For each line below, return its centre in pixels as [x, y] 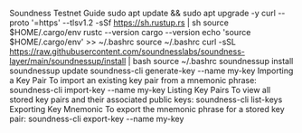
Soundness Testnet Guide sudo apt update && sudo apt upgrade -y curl [142, 13]
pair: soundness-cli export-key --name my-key [97, 119]
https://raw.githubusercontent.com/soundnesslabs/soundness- [127, 52]
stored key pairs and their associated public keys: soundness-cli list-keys [146, 100]
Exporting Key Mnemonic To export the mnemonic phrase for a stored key [147, 109]
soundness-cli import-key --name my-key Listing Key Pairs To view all [140, 90]
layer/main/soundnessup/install [68, 61]
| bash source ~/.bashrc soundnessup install [211, 61]
